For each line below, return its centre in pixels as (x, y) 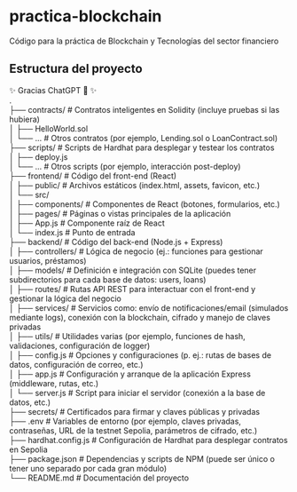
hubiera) (24, 119)
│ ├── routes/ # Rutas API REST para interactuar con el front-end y (133, 289)
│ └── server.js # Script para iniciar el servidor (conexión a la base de (137, 393)
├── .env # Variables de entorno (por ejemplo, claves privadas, (125, 421)
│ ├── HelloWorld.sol (49, 128)
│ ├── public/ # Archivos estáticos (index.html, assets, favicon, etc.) (135, 185)
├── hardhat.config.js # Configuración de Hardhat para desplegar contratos (148, 440)
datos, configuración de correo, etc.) (76, 364)
